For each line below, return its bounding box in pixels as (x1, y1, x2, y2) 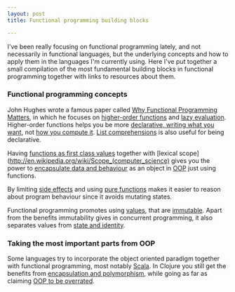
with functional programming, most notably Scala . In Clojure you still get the (7, 262, 227, 270)
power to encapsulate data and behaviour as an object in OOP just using (7, 164, 216, 172)
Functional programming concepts (7, 89, 128, 99)
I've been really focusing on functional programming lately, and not (7, 42, 201, 51)
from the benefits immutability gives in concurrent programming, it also (7, 213, 213, 222)
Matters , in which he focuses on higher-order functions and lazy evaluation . (7, 113, 227, 121)
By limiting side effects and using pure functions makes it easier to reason (7, 185, 221, 193)
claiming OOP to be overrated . (7, 277, 95, 285)
